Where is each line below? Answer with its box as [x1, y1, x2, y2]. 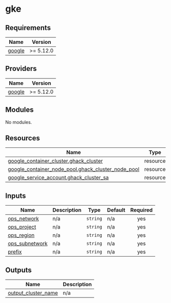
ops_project [8, 223, 37, 231]
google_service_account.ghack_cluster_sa [8, 174, 109, 181]
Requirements [5, 23, 51, 32]
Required [130, 207, 153, 214]
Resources [5, 134, 40, 143]
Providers [5, 64, 37, 73]
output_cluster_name [8, 289, 59, 296]
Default [107, 207, 126, 214]
